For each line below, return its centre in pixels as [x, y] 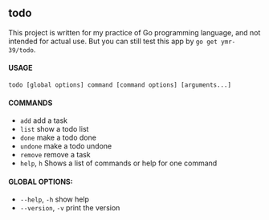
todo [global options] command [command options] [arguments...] [120, 85]
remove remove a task [55, 155]
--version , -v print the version [70, 208]
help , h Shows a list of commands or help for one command [118, 163]
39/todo [21, 50]
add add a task [44, 120]
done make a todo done [58, 138]
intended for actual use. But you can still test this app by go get [113, 41]
